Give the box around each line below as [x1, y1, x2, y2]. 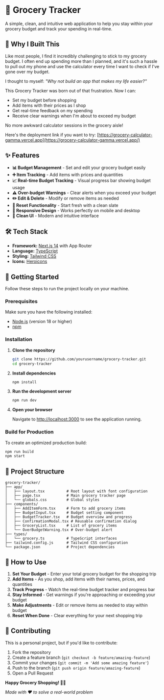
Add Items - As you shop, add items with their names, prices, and [12, 576, 145, 582]
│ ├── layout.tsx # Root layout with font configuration [5, 489, 148, 494]
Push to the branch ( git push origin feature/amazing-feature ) [12, 665, 141, 671]
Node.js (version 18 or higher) [12, 319, 72, 325]
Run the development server [12, 388, 72, 394]
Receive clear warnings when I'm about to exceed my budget [12, 113, 136, 119]
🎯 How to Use [5, 558, 47, 566]
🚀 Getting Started [5, 273, 59, 281]
